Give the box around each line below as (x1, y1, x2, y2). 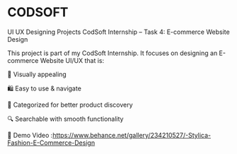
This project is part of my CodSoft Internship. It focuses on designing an (7, 49, 218, 57)
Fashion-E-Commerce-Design (7, 138, 96, 147)
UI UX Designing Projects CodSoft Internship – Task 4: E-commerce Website (7, 28, 230, 36)
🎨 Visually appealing (7, 70, 67, 78)
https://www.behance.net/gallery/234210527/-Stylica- (52, 131, 211, 139)
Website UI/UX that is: (40, 56, 105, 64)
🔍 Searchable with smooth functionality (7, 114, 124, 123)
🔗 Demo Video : (7, 131, 53, 139)
